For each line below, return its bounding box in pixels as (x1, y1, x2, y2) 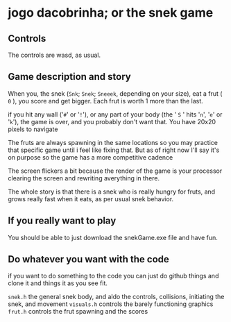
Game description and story (8, 71, 131, 83)
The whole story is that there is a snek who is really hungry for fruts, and (8, 187, 216, 196)
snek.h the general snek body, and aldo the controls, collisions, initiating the (8, 293, 225, 301)
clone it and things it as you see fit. (8, 279, 108, 287)
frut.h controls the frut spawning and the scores (8, 307, 148, 316)
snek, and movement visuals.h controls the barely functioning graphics (8, 300, 214, 308)
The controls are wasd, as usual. (8, 51, 101, 59)
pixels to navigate (8, 125, 58, 133)
